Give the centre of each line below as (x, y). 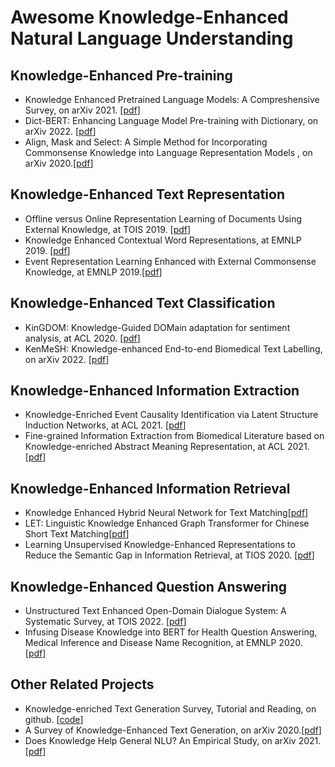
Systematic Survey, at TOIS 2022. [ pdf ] (105, 622)
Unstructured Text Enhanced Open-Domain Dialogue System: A (155, 611)
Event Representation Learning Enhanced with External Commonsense (170, 261)
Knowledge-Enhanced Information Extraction (155, 391)
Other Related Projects (82, 684)
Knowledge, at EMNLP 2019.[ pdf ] (93, 272)
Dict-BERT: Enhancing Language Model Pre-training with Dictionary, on (171, 120)
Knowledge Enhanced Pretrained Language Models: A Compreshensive (172, 99)
